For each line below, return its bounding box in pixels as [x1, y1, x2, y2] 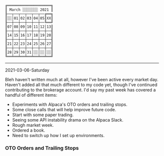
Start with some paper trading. [12, 112, 74, 118]
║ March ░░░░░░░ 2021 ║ [5, 7, 54, 12]
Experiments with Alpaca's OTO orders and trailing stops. [12, 102, 128, 107]
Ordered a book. [12, 127, 45, 133]
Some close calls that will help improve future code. [12, 107, 116, 112]
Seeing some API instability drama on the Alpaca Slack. [12, 117, 123, 122]
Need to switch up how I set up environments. [12, 133, 105, 138]
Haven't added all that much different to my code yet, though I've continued [5, 82, 158, 87]
